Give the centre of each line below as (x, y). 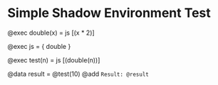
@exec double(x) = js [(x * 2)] (51, 33)
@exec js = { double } (39, 46)
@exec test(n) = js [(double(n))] (54, 60)
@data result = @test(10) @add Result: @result (78, 74)
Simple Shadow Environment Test (109, 13)
